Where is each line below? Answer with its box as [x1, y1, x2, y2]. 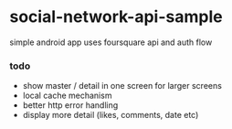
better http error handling [22, 100, 119, 111]
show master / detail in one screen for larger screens [22, 81, 222, 91]
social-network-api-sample [9, 6, 223, 27]
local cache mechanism [22, 90, 112, 102]
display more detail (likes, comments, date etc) [22, 110, 199, 121]
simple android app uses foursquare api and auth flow [9, 37, 213, 48]
